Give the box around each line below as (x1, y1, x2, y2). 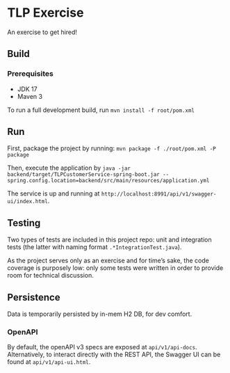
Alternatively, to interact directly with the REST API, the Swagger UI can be (7, 350, 221, 359)
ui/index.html (7, 198, 49, 205)
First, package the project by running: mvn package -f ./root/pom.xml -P (7, 144, 217, 152)
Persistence (7, 291, 60, 303)
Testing (7, 217, 41, 229)
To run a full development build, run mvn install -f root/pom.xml (7, 106, 195, 114)
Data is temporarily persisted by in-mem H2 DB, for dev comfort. (7, 310, 192, 318)
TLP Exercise (7, 5, 84, 21)
